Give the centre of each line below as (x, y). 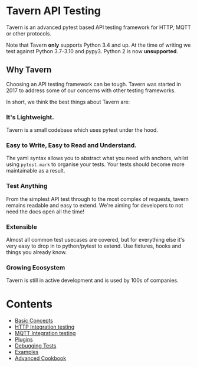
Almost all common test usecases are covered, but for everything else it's (96, 239)
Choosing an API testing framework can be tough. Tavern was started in (93, 84)
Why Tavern (29, 70)
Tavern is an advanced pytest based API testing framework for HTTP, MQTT (99, 27)
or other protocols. (29, 33)
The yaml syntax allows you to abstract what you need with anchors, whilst (97, 158)
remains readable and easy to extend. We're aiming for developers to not (95, 205)
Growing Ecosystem (36, 267)
